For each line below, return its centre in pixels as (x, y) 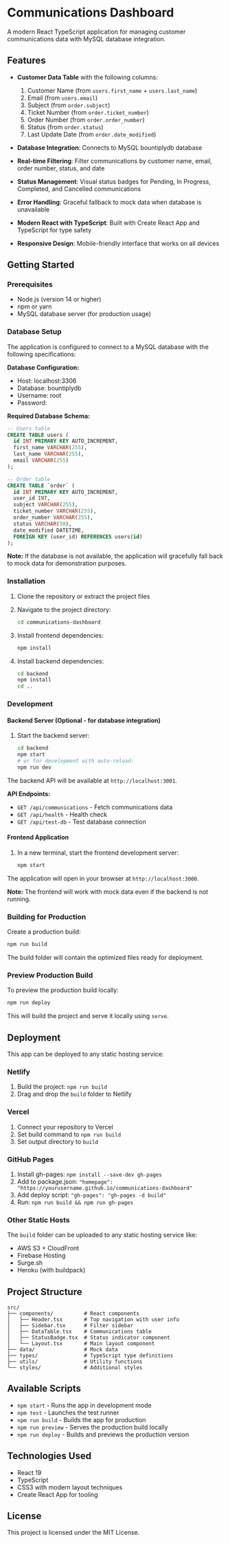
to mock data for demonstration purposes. (67, 563)
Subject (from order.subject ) (69, 105)
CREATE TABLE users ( (38, 435)
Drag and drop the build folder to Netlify (74, 1094)
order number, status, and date (61, 168)
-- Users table (29, 428)
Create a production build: (44, 932)
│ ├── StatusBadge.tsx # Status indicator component (89, 1338)
